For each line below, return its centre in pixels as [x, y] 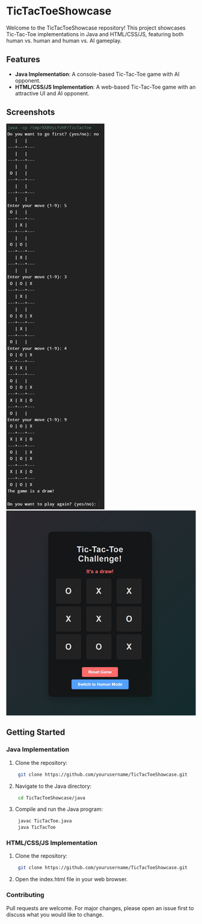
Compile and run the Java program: [59, 809]
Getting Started [36, 733]
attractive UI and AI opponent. [52, 93]
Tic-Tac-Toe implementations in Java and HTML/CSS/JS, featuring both [95, 34]
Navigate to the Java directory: [53, 786]
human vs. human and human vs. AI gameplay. [64, 40]
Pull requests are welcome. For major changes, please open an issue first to [100, 908]
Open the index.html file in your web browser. [71, 879]
